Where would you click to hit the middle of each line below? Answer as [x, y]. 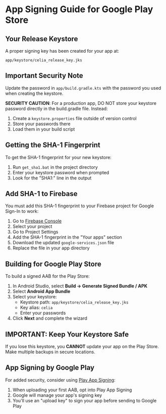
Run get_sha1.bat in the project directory [55, 167]
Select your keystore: [35, 297]
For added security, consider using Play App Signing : [60, 380]
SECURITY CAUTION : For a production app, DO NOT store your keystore [81, 103]
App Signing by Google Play [50, 368]
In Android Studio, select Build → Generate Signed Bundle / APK [80, 286]
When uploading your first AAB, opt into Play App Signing [72, 390]
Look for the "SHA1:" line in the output [52, 178]
